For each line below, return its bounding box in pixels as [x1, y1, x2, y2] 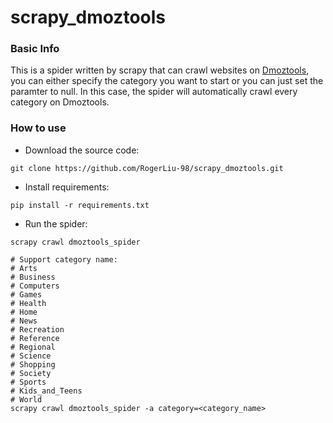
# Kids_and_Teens [10, 386, 83, 396]
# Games [10, 289, 43, 300]
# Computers [10, 281, 60, 291]
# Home [10, 307, 38, 317]
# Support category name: [10, 254, 118, 265]
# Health [10, 298, 47, 308]
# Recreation [10, 324, 65, 335]
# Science [10, 351, 52, 361]
